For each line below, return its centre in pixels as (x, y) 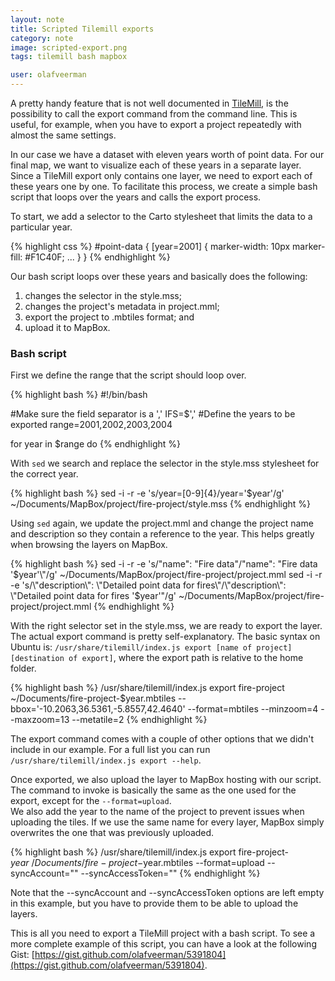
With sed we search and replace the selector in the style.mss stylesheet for (165, 463)
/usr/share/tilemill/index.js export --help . (106, 760)
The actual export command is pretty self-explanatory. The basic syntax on (165, 637)
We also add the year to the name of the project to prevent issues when (157, 812)
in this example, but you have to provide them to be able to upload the (154, 903)
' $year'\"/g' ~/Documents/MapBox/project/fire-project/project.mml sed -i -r (166, 575)
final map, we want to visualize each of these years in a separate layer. (156, 165)
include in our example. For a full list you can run (110, 750)
